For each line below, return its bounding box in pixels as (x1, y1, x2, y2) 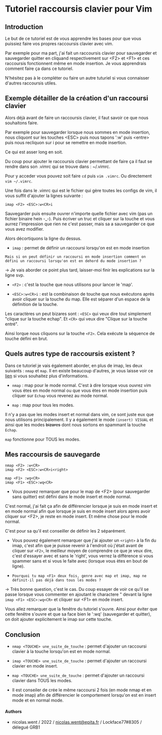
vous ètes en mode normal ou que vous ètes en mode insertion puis (12, 387, 147, 393)
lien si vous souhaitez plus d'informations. (5, 373, 88, 379)
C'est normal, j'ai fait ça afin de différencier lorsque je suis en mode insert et (5, 503, 158, 509)
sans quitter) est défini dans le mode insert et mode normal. (12, 494, 132, 500)
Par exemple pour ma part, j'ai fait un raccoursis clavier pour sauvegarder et (5, 50, 157, 56)
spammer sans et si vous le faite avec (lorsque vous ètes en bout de (12, 558, 148, 564)
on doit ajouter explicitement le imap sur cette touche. (5, 617, 113, 622)
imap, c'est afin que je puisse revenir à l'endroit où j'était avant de (12, 543, 144, 549)
